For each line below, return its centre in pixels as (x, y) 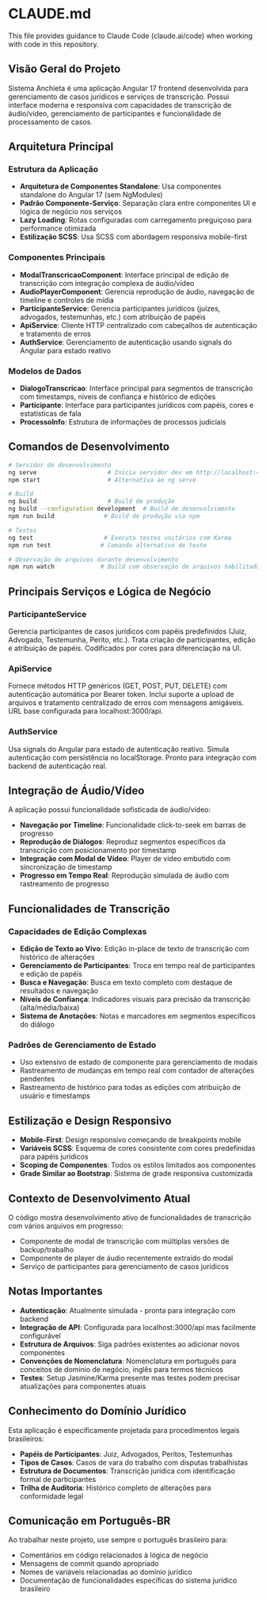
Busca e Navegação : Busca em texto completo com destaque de (126, 982)
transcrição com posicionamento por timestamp (98, 850)
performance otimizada (58, 229)
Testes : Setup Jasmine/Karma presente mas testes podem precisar (130, 1377)
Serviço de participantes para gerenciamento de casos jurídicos (124, 1267)
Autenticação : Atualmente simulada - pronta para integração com (127, 1310)
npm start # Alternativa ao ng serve (102, 480)
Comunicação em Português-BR (89, 1521)
